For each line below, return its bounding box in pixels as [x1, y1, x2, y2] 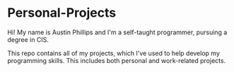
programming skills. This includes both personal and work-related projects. [7, 56, 226, 64]
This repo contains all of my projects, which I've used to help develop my [7, 49, 221, 57]
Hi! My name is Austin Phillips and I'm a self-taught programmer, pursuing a [7, 28, 228, 36]
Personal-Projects [7, 5, 117, 21]
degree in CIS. [7, 35, 49, 43]
